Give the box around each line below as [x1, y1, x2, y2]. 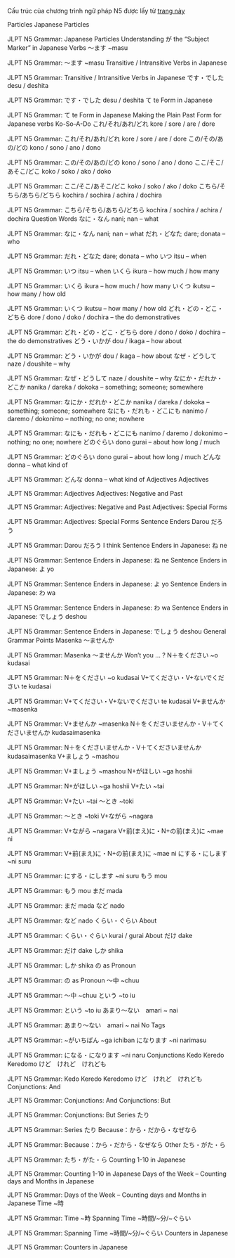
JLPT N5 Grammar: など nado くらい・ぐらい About [7, 916, 157, 925]
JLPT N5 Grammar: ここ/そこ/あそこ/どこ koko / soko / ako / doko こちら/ [7, 182, 220, 190]
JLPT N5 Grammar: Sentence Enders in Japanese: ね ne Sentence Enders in [7, 556, 227, 564]
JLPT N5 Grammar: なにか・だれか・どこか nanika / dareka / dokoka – [7, 398, 210, 406]
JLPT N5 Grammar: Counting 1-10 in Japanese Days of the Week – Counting [7, 1169, 227, 1178]
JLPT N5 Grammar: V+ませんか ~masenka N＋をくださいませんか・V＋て [7, 719, 219, 728]
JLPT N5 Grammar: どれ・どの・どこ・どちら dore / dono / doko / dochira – [7, 328, 226, 336]
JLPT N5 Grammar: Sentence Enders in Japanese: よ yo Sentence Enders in [7, 580, 227, 588]
